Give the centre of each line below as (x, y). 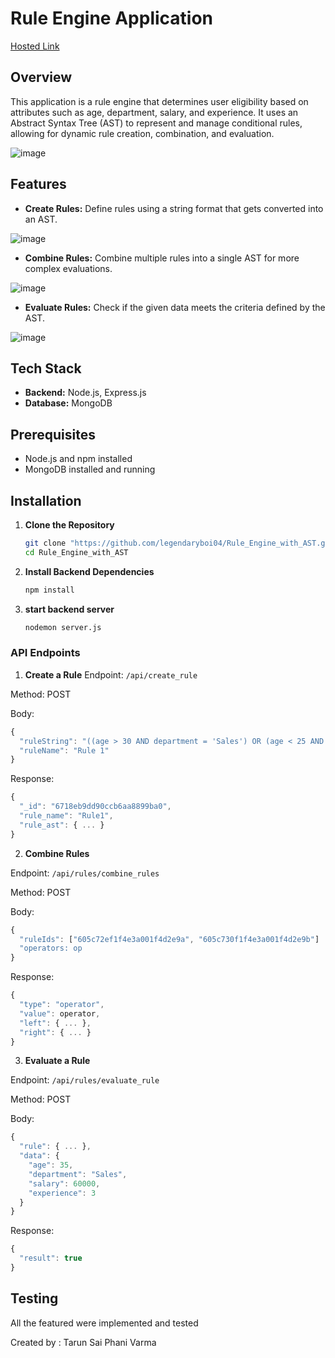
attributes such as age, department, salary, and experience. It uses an (154, 112)
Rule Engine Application (112, 18)
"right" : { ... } (55, 1032)
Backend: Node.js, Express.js (85, 393)
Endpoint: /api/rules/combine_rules (85, 873)
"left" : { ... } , (55, 1023)
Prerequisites (53, 434)
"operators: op (51, 948)
